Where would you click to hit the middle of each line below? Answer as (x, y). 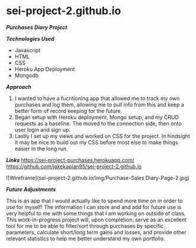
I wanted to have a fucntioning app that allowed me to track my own (97, 98)
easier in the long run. (41, 149)
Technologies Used (30, 38)
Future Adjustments (31, 189)
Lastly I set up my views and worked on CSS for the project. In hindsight (102, 136)
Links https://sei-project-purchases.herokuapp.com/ (70, 160)
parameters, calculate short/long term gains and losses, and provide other (97, 232)
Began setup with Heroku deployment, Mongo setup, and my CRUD (97, 117)
